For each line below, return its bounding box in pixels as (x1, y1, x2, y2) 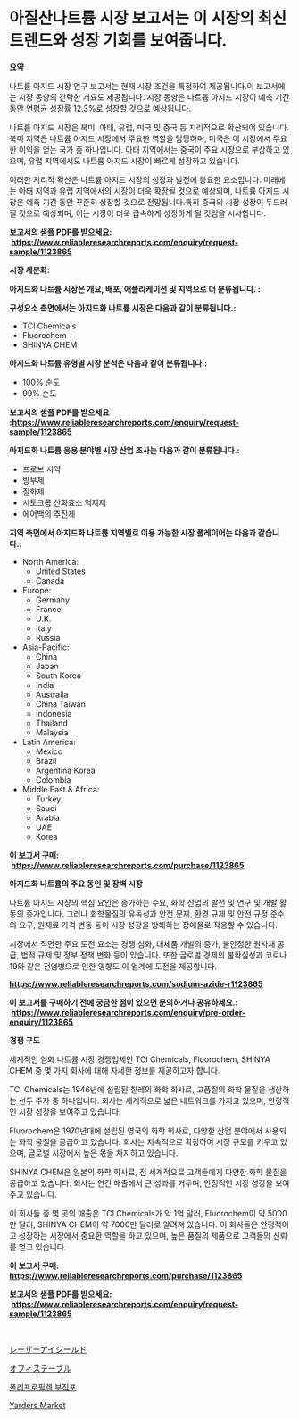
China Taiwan (35, 698, 87, 709)
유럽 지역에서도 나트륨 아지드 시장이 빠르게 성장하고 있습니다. (28, 155, 241, 166)
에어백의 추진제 (21, 508, 76, 519)
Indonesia (35, 708, 72, 718)
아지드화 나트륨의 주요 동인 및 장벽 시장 (9, 878, 143, 889)
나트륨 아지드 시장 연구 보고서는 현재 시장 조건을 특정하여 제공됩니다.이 (9, 80, 254, 91)
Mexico (35, 746, 63, 757)
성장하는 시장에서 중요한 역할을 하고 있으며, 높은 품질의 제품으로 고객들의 (18, 1230, 271, 1241)
